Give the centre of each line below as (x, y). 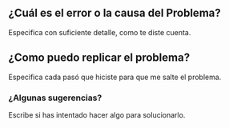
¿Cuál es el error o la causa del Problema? (115, 13)
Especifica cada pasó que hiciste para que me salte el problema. (115, 77)
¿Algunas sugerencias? (55, 98)
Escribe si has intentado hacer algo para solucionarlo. (97, 114)
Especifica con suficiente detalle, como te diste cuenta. (100, 32)
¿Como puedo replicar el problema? (99, 58)
